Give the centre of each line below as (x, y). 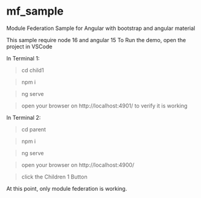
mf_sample (35, 11)
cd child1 (32, 70)
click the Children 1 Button (54, 177)
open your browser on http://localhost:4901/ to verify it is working (104, 106)
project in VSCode (29, 46)
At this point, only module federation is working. (67, 188)
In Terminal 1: (23, 58)
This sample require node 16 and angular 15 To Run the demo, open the (96, 40)
